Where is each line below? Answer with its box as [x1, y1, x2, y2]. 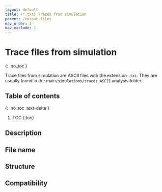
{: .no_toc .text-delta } [5, 105, 50, 111]
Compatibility [5, 179, 48, 188]
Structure [5, 162, 35, 171]
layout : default [5, 7, 38, 12]
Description [5, 129, 42, 137]
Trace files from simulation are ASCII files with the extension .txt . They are [5, 72, 157, 79]
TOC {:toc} [12, 114, 34, 121]
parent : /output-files [5, 16, 52, 21]
